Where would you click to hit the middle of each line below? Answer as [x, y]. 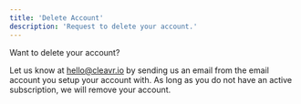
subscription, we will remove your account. [90, 89]
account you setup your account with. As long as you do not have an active [151, 79]
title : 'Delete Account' [57, 18]
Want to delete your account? [65, 52]
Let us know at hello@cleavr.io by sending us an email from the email [139, 70]
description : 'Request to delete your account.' [104, 26]
